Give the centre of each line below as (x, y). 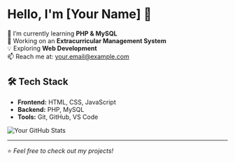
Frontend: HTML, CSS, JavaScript (67, 102)
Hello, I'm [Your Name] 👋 (80, 14)
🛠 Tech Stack (38, 82)
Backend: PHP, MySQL (51, 109)
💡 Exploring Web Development (52, 48)
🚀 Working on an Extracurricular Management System (87, 40)
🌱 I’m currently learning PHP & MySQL (62, 33)
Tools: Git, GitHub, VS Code (58, 117)
